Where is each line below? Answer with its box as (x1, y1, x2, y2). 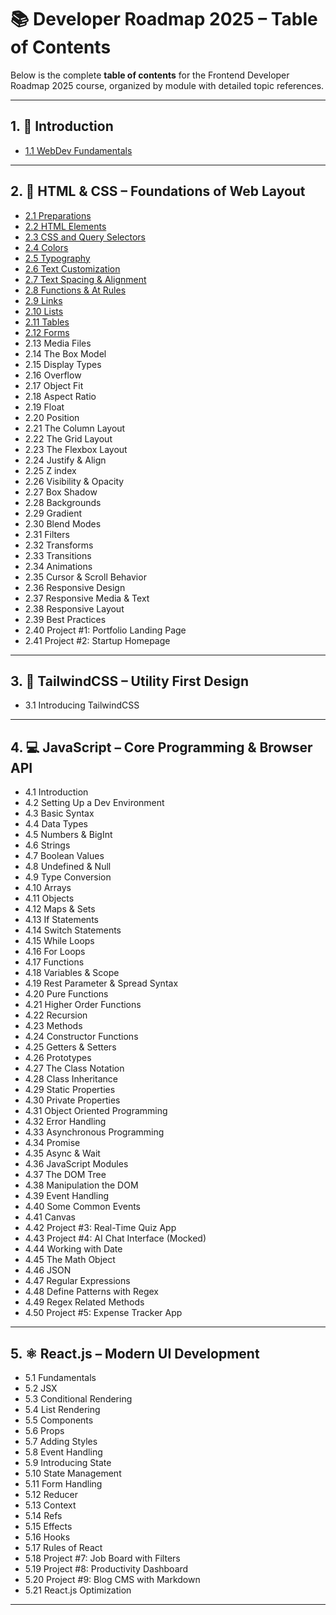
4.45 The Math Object (24, 1254, 116, 1266)
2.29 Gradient (24, 507, 83, 519)
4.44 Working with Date (24, 1243, 123, 1255)
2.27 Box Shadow (24, 486, 98, 498)
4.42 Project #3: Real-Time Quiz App (24, 1222, 177, 1234)
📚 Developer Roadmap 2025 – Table (10, 8, 318, 31)
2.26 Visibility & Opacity (24, 475, 125, 487)
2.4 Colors (24, 241, 69, 253)
